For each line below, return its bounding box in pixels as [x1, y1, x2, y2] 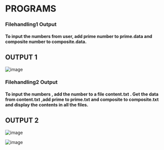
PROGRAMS [5, 3, 56, 14]
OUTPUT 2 [5, 116, 39, 125]
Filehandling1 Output [5, 21, 56, 28]
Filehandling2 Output [5, 78, 58, 85]
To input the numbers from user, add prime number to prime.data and [5, 33, 152, 39]
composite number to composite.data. [5, 38, 87, 44]
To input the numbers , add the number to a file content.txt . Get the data [5, 91, 159, 97]
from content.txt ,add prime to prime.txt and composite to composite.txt [5, 96, 159, 102]
